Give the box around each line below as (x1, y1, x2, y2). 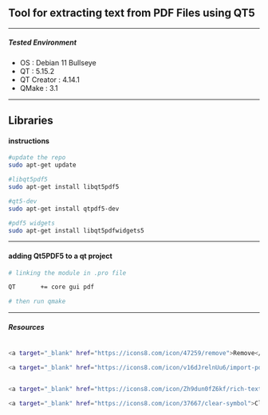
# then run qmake (8, 298, 66, 306)
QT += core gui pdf (8, 283, 94, 292)
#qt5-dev (8, 197, 37, 206)
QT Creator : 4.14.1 (19, 75, 80, 84)
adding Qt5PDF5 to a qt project (8, 251, 113, 260)
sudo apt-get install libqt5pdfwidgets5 (8, 226, 145, 234)
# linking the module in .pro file (8, 268, 127, 277)
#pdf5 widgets (8, 219, 56, 227)
